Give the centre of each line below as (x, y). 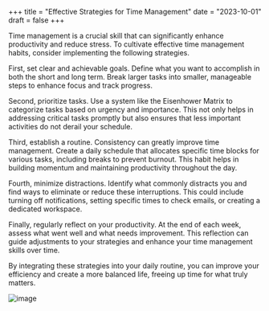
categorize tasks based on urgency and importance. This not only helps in (131, 109)
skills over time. (34, 250)
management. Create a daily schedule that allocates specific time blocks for (134, 151)
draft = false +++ (37, 20)
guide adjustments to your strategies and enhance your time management (130, 241)
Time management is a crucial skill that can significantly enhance (116, 36)
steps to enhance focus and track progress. (80, 85)
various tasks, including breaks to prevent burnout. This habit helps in (124, 159)
